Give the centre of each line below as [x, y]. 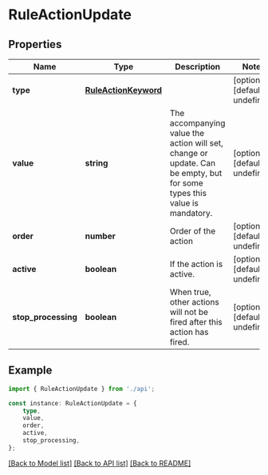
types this [188, 193]
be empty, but [196, 173]
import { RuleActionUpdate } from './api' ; [82, 389]
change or [189, 153]
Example [30, 371]
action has [189, 332]
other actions [194, 302]
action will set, [196, 143]
